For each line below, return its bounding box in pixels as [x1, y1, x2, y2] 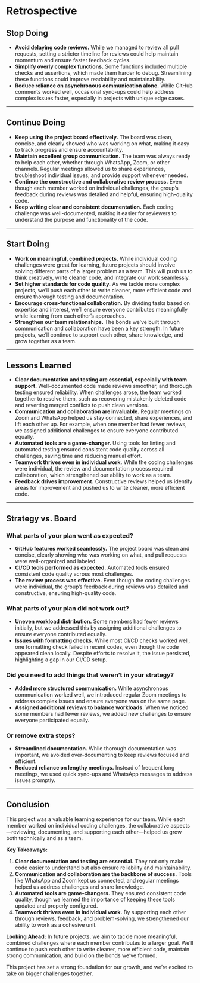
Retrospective [6, 4, 77, 18]
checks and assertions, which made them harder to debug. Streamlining [14, 69, 192, 76]
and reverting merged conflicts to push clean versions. [14, 402, 149, 409]
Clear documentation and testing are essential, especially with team [14, 376, 187, 383]
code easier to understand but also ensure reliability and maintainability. [14, 864, 192, 871]
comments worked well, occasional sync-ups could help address [14, 88, 174, 95]
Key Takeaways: [6, 846, 48, 853]
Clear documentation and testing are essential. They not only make [14, 857, 184, 865]
